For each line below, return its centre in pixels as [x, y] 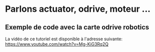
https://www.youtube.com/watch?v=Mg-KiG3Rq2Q [57, 44]
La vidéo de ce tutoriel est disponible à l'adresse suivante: [64, 39]
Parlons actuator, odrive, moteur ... [78, 9]
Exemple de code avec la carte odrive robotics [77, 27]
